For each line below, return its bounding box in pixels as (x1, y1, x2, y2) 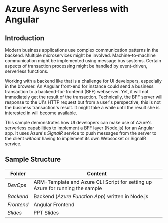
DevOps (7, 181, 26, 188)
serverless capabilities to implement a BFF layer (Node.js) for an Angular (5, 125, 154, 131)
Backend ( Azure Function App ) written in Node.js (33, 193, 149, 200)
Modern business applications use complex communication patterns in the (5, 47, 159, 53)
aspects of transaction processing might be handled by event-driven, (5, 63, 148, 69)
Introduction (5, 34, 45, 42)
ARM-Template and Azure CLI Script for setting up (33, 178, 152, 185)
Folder (10, 170, 26, 177)
